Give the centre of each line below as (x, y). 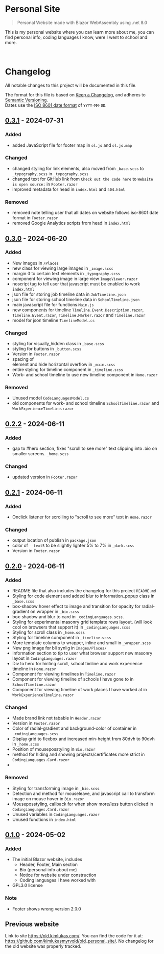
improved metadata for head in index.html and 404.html (69, 189)
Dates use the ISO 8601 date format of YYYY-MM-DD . (56, 105)
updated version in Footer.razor (45, 477)
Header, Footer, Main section (49, 864)
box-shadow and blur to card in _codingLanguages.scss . (68, 617)
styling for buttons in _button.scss (47, 349)
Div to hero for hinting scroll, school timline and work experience (77, 664)
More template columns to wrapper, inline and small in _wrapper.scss (82, 643)
